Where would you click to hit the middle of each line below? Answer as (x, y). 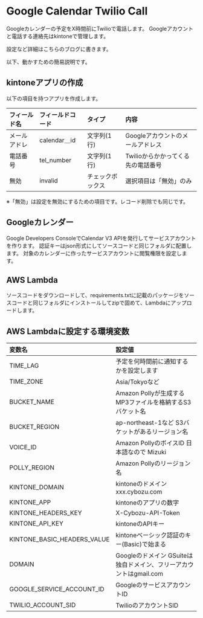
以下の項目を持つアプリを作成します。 (54, 98)
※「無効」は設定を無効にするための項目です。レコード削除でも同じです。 (98, 201)
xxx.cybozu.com (139, 492)
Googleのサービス (141, 585)
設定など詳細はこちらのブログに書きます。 (59, 49)
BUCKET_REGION (34, 427)
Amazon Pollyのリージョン (153, 463)
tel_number (55, 160)
